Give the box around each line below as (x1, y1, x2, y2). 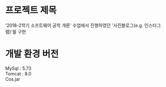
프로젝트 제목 (5, 5, 57, 16)
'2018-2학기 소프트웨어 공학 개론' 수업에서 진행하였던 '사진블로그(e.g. (5, 22, 144, 28)
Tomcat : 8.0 (5, 70, 31, 76)
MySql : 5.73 (5, 65, 31, 71)
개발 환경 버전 (5, 49, 59, 60)
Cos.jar (5, 76, 20, 82)
